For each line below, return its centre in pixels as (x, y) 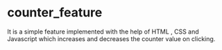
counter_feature (55, 13)
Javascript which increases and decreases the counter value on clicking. (111, 38)
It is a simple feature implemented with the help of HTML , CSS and (103, 32)
